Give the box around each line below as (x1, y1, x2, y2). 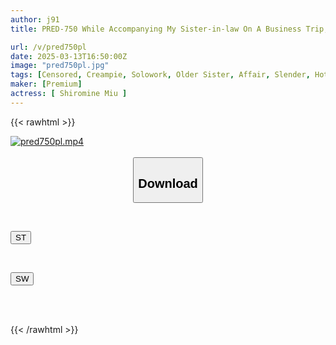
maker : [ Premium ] (10, 79, 83, 90)
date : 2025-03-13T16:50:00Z (10, 51, 128, 61)
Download (138, 176, 198, 191)
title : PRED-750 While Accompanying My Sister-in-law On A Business (10, 24, 302, 34)
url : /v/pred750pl (10, 42, 87, 52)
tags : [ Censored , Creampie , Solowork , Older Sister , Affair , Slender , (10, 70, 311, 80)
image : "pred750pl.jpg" (10, 61, 110, 71)
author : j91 (10, 14, 60, 25)
